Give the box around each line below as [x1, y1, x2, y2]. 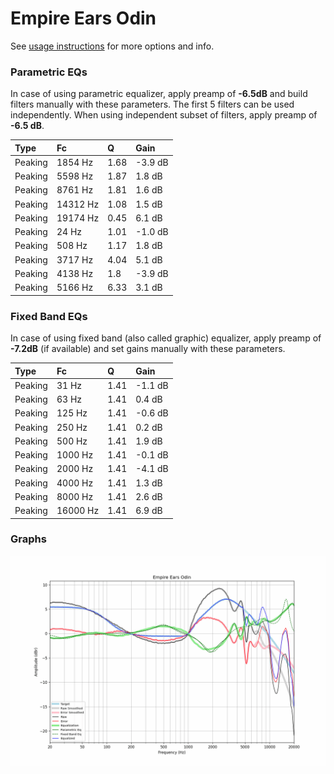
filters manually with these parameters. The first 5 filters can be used [10, 98, 295, 111]
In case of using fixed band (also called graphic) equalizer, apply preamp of [10, 332, 322, 344]
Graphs [10, 532, 47, 546]
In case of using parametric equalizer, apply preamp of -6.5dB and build [10, 88, 308, 100]
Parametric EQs [10, 65, 88, 79]
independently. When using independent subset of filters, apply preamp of [10, 109, 318, 121]
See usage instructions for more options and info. [10, 40, 215, 52]
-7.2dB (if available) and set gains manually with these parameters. [10, 343, 286, 355]
